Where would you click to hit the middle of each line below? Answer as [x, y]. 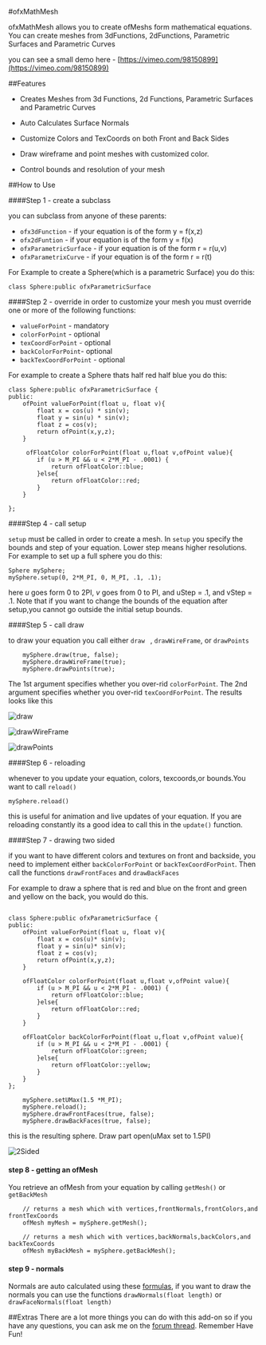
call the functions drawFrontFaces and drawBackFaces [94, 873]
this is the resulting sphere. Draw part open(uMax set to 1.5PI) [110, 1136]
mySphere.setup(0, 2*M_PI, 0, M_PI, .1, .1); [85, 578]
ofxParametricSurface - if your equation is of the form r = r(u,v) [123, 248]
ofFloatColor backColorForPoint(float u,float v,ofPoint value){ [133, 1037]
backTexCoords [32, 1244]
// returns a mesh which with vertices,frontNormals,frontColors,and [141, 1209]
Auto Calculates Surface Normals [74, 123]
